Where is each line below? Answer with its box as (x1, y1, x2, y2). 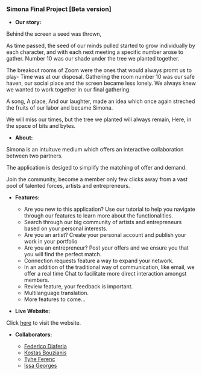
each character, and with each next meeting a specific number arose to (6, 48, 184, 56)
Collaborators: (14, 331, 52, 338)
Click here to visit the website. (6, 319, 81, 327)
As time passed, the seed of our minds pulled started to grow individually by (6, 42, 195, 50)
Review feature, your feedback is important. (24, 283, 133, 290)
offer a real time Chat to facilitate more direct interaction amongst (24, 270, 187, 277)
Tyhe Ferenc (24, 356, 55, 363)
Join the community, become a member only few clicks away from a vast (6, 176, 188, 183)
